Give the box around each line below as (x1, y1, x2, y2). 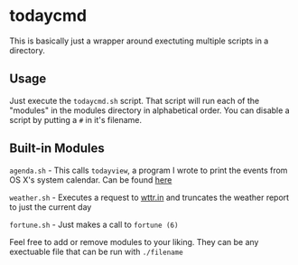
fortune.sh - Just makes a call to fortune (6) (9, 219, 179, 230)
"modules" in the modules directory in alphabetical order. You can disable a (9, 105, 291, 116)
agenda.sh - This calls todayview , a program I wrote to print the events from (9, 165, 288, 175)
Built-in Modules (9, 141, 106, 156)
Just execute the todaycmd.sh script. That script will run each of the (9, 95, 260, 106)
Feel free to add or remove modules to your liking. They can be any (9, 236, 259, 247)
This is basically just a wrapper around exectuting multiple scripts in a (9, 35, 269, 46)
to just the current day (9, 201, 92, 213)
